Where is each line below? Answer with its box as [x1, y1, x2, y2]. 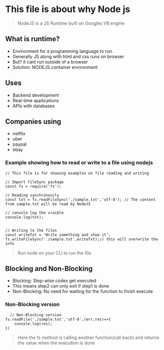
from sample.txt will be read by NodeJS [5, 201, 91, 207]
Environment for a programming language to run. [12, 48, 114, 54]
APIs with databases [12, 103, 55, 109]
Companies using [5, 117, 62, 126]
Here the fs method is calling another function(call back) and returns [17, 334, 159, 340]
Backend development [12, 92, 59, 98]
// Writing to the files [5, 228, 57, 233]
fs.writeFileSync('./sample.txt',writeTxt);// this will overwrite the [5, 236, 158, 242]
